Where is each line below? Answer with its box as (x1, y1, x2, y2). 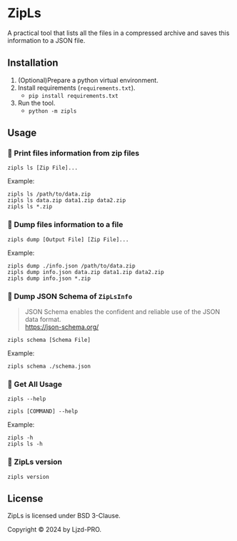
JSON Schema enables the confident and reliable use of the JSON (24, 308, 220, 316)
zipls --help (7, 395, 46, 403)
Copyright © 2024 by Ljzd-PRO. (7, 525, 102, 534)
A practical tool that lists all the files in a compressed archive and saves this (7, 29, 230, 37)
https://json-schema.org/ (24, 323, 99, 331)
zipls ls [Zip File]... (7, 164, 79, 172)
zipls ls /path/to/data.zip (7, 191, 91, 198)
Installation (7, 57, 59, 69)
